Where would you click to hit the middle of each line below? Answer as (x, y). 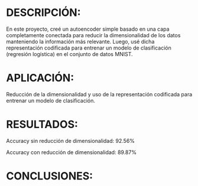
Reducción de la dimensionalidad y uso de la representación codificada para (99, 94)
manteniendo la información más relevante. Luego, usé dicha (80, 41)
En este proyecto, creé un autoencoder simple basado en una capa (88, 29)
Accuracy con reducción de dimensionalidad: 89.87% (72, 152)
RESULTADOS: (42, 125)
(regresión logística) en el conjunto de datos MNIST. (69, 54)
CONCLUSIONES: (50, 176)
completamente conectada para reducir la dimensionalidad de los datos (93, 35)
